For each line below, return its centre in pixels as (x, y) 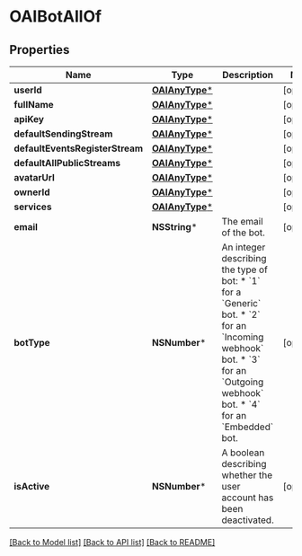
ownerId (32, 192)
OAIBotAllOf (55, 17)
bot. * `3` (241, 359)
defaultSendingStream (63, 134)
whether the (247, 475)
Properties (40, 50)
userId (28, 90)
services (33, 207)
